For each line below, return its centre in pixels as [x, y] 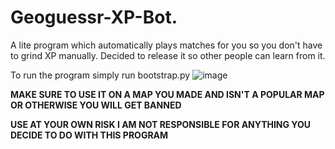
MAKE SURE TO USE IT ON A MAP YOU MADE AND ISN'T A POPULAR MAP [167, 94]
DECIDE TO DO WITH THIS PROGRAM [89, 135]
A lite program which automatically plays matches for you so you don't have [166, 45]
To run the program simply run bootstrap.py [100, 75]
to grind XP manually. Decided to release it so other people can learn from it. [168, 55]
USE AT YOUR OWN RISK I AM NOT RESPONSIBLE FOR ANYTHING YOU [161, 124]
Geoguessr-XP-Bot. [94, 17]
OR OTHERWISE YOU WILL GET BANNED [96, 105]
